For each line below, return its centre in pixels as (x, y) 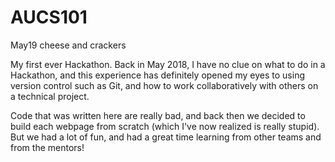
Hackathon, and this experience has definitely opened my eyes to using (157, 75)
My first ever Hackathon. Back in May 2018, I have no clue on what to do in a (168, 64)
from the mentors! (47, 147)
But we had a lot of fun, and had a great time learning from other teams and (166, 137)
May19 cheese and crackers (68, 45)
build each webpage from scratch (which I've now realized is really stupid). (165, 126)
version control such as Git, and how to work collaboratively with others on (164, 85)
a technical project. (50, 96)
